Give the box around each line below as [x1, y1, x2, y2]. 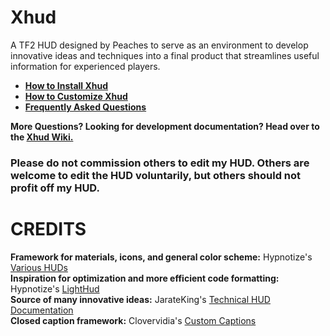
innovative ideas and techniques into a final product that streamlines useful [10, 49, 320, 61]
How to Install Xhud [24, 79, 109, 91]
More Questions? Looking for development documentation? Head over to [10, 120, 320, 132]
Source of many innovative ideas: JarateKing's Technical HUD [10, 293, 271, 305]
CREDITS [10, 218, 87, 241]
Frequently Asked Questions [24, 101, 147, 113]
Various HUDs [10, 261, 68, 273]
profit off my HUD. [10, 181, 100, 195]
